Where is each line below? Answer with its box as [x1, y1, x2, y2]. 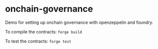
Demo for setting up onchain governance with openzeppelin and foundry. [5, 19, 154, 25]
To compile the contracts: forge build [5, 29, 82, 34]
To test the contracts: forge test [5, 38, 72, 44]
